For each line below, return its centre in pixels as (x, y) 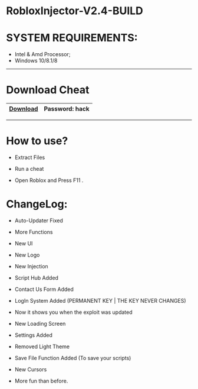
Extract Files (30, 157)
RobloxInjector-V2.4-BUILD (75, 11)
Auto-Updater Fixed (39, 221)
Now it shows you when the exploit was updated (73, 312)
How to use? (37, 141)
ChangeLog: (37, 204)
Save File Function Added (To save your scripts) (73, 358)
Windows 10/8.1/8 (36, 61)
